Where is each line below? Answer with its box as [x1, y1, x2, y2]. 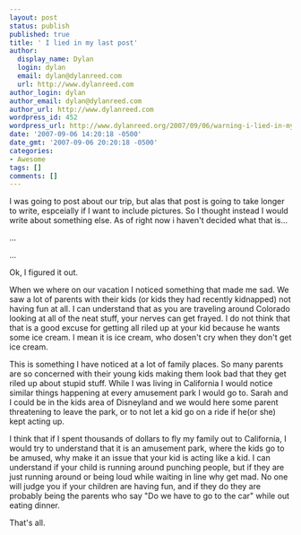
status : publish [9, 22, 70, 30]
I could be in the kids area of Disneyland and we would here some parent [9, 397, 279, 408]
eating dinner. [9, 500, 61, 511]
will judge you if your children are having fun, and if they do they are [9, 481, 262, 492]
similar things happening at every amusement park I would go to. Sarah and [9, 387, 288, 399]
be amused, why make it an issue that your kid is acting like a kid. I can [9, 453, 271, 463]
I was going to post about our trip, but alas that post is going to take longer [9, 196, 285, 207]
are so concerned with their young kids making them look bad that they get [9, 368, 287, 379]
